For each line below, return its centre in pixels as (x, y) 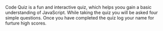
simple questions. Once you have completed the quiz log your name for (80, 18)
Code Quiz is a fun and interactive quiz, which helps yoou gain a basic (78, 7)
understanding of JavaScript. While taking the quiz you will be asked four (81, 12)
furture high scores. (26, 23)
